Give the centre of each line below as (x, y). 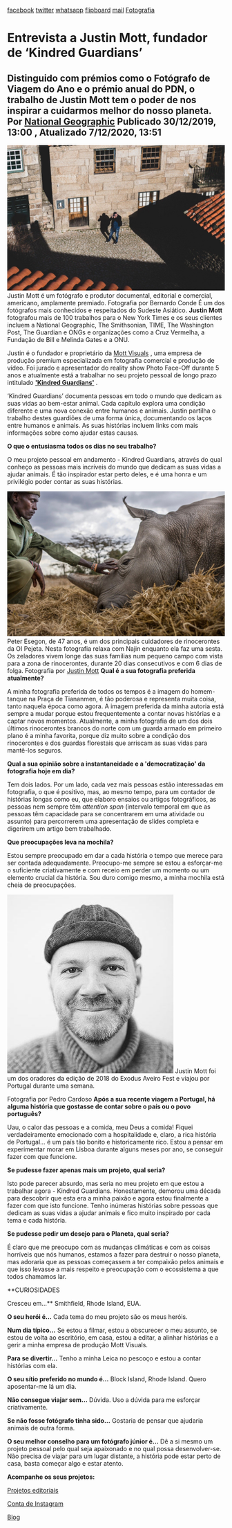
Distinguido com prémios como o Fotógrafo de (109, 78)
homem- (203, 692)
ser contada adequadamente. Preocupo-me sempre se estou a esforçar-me (115, 863)
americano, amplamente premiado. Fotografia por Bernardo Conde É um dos (116, 303)
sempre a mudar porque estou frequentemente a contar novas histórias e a (114, 714)
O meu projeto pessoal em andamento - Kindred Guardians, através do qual (115, 459)
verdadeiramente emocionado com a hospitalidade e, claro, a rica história (112, 1135)
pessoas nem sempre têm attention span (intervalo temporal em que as (109, 807)
